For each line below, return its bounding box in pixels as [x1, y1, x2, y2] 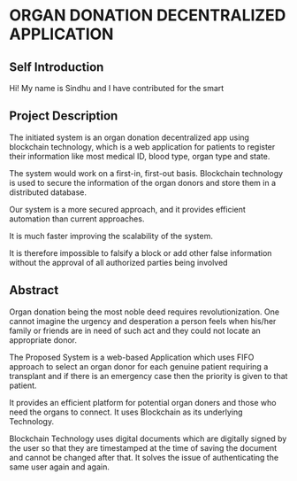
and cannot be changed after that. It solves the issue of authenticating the [9, 452, 279, 462]
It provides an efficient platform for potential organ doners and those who [9, 397, 277, 407]
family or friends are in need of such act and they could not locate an [9, 325, 261, 336]
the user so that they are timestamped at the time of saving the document [9, 442, 278, 453]
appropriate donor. [9, 334, 78, 345]
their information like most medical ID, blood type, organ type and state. [9, 151, 270, 161]
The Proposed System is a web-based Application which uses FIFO [9, 352, 255, 362]
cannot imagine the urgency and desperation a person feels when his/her [9, 315, 277, 326]
